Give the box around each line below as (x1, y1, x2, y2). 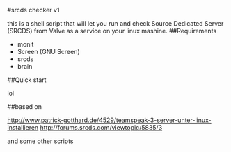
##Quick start (7, 76, 47, 84)
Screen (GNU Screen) (17, 48, 80, 56)
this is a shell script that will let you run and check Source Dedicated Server (7, 19, 224, 27)
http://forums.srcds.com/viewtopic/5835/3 (40, 124, 163, 131)
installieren (7, 124, 39, 131)
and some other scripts (7, 137, 74, 145)
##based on (7, 103, 42, 110)
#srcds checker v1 (7, 6, 60, 14)
